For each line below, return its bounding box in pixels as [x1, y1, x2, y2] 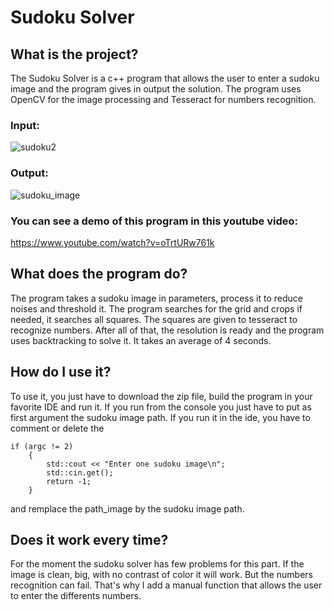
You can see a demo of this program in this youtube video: [10, 214, 299, 228]
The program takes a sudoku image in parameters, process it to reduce [10, 292, 303, 304]
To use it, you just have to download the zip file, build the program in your [10, 390, 313, 402]
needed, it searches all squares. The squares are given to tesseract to [10, 313, 298, 325]
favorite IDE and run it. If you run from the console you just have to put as [10, 401, 312, 413]
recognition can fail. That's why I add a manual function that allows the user [10, 579, 323, 591]
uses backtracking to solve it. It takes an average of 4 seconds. [10, 334, 272, 346]
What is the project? [10, 46, 139, 63]
